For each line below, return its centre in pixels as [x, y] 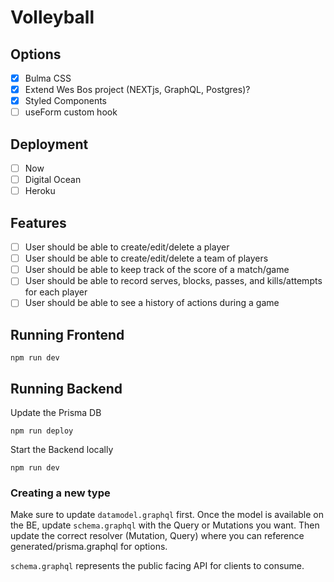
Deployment [49, 144]
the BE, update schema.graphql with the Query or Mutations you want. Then [165, 525]
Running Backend [66, 388]
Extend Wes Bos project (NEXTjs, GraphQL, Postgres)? [137, 90]
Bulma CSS [48, 78]
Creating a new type [60, 493]
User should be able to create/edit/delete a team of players [146, 258]
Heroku [40, 191]
